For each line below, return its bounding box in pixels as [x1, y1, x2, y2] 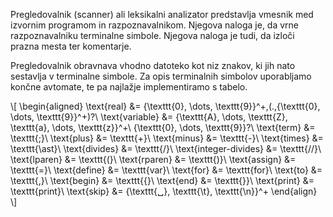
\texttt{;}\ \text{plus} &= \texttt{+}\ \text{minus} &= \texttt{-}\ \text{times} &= [10, 132, 324, 144]
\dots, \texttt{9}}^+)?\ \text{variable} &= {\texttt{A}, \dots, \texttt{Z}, [10, 111, 288, 123]
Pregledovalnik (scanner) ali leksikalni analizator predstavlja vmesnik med [10, 9, 314, 20]
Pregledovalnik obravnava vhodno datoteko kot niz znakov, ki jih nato [10, 60, 296, 71]
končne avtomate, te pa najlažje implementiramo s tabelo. [10, 81, 248, 93]
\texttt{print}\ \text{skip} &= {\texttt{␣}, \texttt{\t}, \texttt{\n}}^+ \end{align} [10, 185, 318, 197]
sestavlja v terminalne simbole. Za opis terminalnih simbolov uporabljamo [10, 70, 312, 82]
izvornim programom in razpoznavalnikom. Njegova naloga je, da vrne [10, 19, 300, 31]
